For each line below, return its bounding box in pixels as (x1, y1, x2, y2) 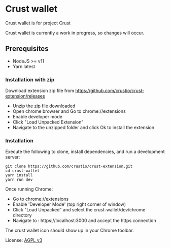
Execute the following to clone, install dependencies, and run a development (5, 148, 165, 155)
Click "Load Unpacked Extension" (12, 119, 84, 125)
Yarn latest (12, 63, 36, 69)
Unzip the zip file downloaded (12, 103, 76, 109)
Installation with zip (5, 76, 55, 83)
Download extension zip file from (5, 87, 75, 94)
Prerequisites (5, 44, 49, 53)
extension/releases (5, 93, 45, 99)
